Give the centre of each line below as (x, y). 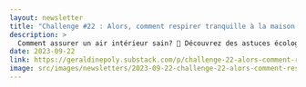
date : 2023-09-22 (42, 52)
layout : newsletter (46, 18)
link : (20, 60)
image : (22, 69)
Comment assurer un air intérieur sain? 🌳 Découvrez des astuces (144, 43)
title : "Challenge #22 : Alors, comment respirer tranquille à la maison (153, 26)
